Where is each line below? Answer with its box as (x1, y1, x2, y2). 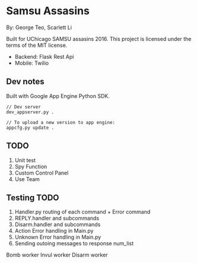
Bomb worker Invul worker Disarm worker (6, 251, 108, 259)
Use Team (14, 175, 40, 182)
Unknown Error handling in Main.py (14, 233, 101, 241)
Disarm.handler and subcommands (14, 221, 101, 228)
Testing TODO (6, 192, 59, 202)
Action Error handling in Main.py (14, 227, 94, 235)
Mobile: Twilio (14, 59, 49, 66)
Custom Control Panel (14, 169, 69, 176)
